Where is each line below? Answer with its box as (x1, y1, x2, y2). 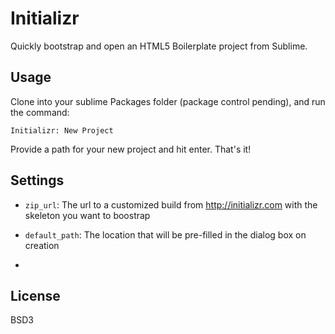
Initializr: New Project (10, 125, 114, 136)
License (10, 287, 61, 304)
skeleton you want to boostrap (24, 209, 151, 221)
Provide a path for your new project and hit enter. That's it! (10, 143, 252, 155)
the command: (10, 106, 70, 118)
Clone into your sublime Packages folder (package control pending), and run (10, 95, 326, 107)
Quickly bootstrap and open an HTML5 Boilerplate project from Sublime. (10, 40, 308, 52)
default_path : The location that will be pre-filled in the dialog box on (24, 228, 307, 241)
